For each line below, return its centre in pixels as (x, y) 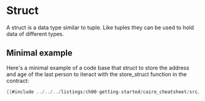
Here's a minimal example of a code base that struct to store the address (98, 68)
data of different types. (35, 33)
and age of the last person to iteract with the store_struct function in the (97, 74)
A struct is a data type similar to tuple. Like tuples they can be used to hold (100, 27)
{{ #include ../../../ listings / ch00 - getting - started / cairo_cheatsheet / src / (103, 92)
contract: (18, 80)
